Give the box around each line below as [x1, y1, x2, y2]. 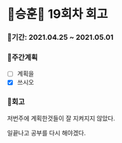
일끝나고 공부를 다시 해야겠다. [7, 129, 86, 137]
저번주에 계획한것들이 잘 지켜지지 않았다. [7, 114, 115, 122]
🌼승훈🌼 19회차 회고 [7, 6, 108, 22]
